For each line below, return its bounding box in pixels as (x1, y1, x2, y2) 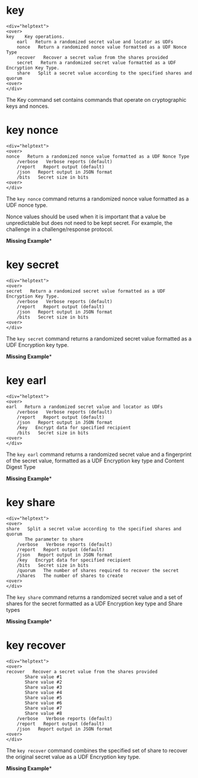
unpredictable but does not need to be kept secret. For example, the (6, 219, 173, 226)
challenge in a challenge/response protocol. (6, 226, 114, 233)
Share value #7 (24, 705, 62, 711)
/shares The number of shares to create (17, 573, 123, 579)
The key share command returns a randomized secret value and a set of (6, 593, 183, 601)
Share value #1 (24, 674, 62, 680)
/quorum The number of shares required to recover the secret (17, 567, 179, 573)
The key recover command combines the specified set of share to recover (6, 746, 188, 754)
